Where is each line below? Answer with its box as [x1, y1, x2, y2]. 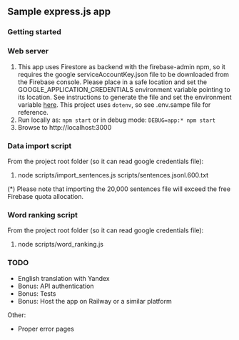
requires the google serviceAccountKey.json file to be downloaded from [17, 70, 230, 78]
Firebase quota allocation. [7, 192, 84, 200]
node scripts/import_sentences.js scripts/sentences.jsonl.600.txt [17, 170, 209, 179]
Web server [7, 46, 49, 56]
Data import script [7, 140, 72, 150]
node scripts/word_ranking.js [17, 240, 103, 249]
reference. [17, 108, 49, 116]
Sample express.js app [7, 6, 111, 18]
